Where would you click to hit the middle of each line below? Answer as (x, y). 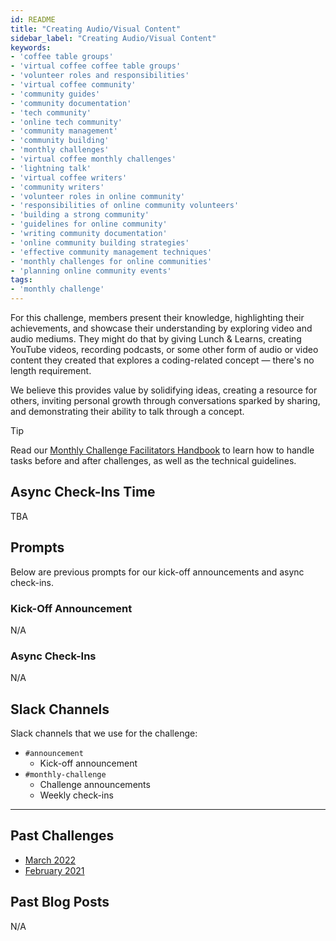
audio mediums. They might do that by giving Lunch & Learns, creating (156, 339)
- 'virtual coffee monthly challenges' (93, 159)
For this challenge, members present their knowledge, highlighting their (157, 317)
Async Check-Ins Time (83, 492)
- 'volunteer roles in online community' (98, 196)
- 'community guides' (55, 94)
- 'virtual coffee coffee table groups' (96, 66)
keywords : (31, 47)
